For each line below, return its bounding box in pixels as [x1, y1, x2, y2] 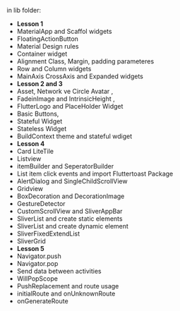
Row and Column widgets [16, 65, 92, 73]
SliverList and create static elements [16, 214, 123, 223]
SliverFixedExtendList [16, 229, 80, 238]
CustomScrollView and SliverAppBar [16, 207, 123, 215]
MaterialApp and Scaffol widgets [16, 28, 112, 35]
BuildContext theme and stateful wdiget [16, 132, 133, 140]
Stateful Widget [16, 117, 63, 126]
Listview [16, 154, 42, 163]
